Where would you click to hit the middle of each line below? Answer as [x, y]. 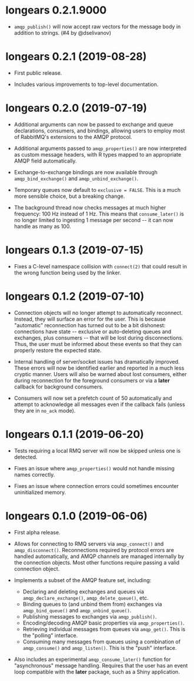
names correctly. [34, 474]
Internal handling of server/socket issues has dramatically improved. [97, 361]
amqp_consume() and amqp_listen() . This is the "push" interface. [100, 647]
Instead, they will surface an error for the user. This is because [90, 319]
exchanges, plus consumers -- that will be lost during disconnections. [98, 338]
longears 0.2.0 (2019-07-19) [76, 108]
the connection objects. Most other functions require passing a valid [97, 562]
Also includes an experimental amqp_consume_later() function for [92, 659]
